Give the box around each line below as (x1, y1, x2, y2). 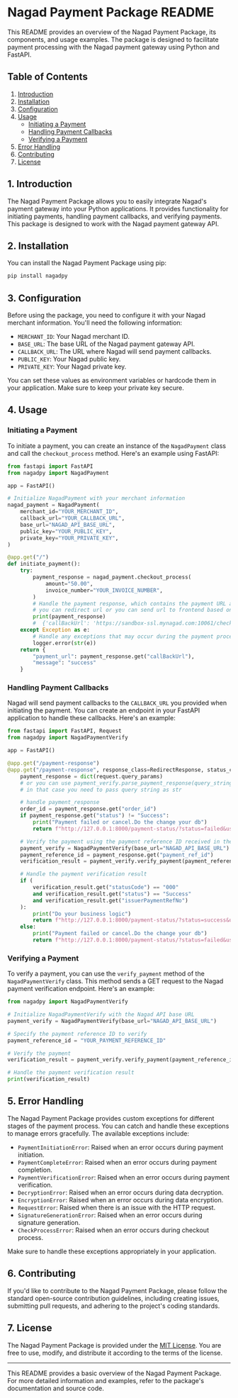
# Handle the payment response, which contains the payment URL (33, 600, 227, 607)
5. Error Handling (7, 1095, 84, 1107)
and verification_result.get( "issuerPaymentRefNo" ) (33, 897, 189, 904)
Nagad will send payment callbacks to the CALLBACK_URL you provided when (7, 699, 227, 708)
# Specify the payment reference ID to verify (7, 1030, 147, 1037)
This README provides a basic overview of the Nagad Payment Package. (7, 1369, 222, 1377)
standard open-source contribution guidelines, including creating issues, (7, 1294, 220, 1302)
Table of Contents (7, 71, 89, 83)
